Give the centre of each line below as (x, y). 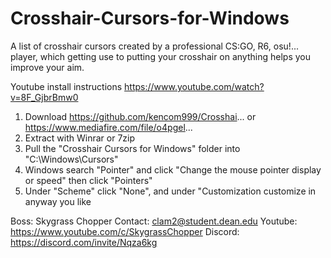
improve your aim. (47, 67)
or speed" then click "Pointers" (88, 180)
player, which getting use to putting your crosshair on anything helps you (160, 56)
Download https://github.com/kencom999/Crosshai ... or (140, 116)
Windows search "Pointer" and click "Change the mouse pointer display (173, 169)
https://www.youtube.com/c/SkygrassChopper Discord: (125, 231)
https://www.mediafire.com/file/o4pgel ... (108, 127)
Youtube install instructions (66, 86)
